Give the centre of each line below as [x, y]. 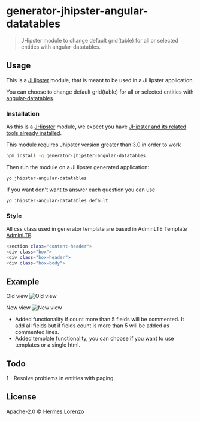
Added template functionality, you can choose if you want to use [94, 339]
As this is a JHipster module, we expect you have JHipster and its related [96, 127]
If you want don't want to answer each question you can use [81, 190]
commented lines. [37, 332]
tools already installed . [34, 133]
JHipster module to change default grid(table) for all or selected [99, 40]
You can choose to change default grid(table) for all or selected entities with [100, 92]
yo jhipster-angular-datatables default [57, 200]
